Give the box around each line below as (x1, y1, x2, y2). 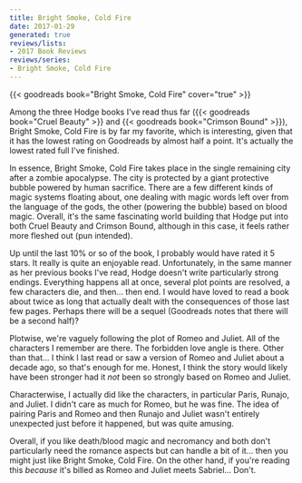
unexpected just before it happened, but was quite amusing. (9, 418, 234, 429)
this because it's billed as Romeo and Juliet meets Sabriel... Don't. (9, 464, 257, 475)
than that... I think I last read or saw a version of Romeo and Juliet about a (9, 351, 285, 363)
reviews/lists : (9, 38, 67, 48)
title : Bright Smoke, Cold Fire (9, 13, 132, 23)
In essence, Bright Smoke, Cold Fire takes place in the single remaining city (9, 163, 291, 173)
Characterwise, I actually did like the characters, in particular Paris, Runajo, (9, 389, 290, 399)
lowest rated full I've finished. (9, 144, 120, 155)
